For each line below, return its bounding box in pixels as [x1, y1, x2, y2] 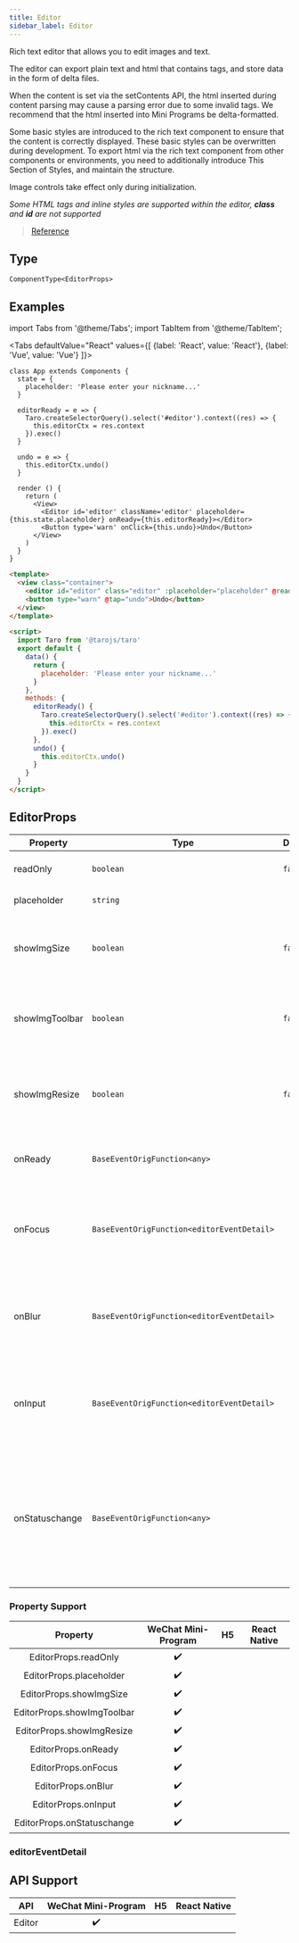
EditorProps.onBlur [34, 1780, 114, 1792]
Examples [9, 299, 65, 314]
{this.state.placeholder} [9, 515, 105, 525]
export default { [17, 644, 82, 653]
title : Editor [9, 12, 62, 22]
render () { [17, 484, 62, 494]
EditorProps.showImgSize [20, 1688, 128, 1700]
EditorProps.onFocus [30, 1762, 118, 1774]
